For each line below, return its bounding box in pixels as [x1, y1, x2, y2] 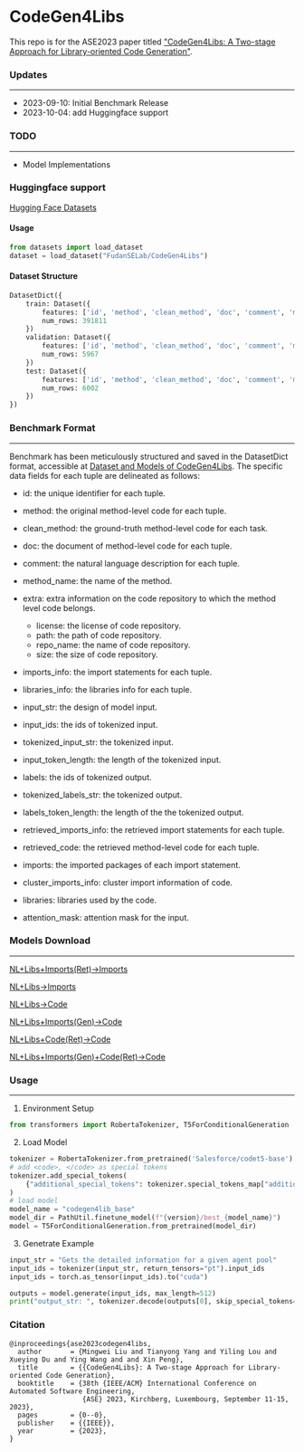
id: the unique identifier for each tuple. [22, 487, 166, 499]
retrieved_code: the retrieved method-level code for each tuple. [22, 842, 260, 853]
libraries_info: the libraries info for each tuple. [22, 683, 193, 694]
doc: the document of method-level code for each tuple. [22, 540, 233, 551]
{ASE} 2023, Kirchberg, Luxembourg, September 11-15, [81, 1394, 290, 1404]
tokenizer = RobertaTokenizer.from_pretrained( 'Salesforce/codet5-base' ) [9, 1154, 294, 1163]
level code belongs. [22, 602, 97, 613]
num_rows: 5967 [42, 350, 100, 359]
